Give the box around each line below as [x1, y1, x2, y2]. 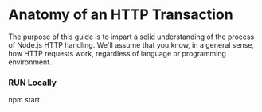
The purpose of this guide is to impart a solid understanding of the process [8, 32, 255, 41]
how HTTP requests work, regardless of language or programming [8, 48, 227, 58]
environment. [8, 57, 52, 67]
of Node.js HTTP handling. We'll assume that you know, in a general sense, [8, 40, 255, 49]
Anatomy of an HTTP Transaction [8, 6, 233, 24]
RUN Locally [8, 77, 57, 88]
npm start [8, 95, 41, 105]
